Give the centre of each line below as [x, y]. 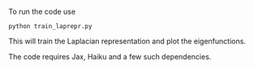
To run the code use [42, 12]
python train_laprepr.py [50, 26]
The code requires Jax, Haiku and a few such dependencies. [110, 57]
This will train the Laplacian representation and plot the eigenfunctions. [127, 41]
